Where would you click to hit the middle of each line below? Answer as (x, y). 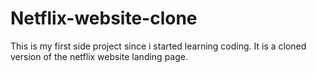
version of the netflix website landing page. (99, 56)
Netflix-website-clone (104, 18)
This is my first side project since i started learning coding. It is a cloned (158, 46)
